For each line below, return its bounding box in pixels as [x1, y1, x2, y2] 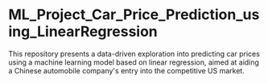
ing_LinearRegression [8, 22, 159, 41]
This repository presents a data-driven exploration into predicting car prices [8, 49, 260, 58]
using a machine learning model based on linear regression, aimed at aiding [8, 57, 260, 67]
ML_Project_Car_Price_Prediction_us [8, 6, 260, 24]
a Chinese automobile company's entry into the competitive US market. [8, 65, 245, 75]
